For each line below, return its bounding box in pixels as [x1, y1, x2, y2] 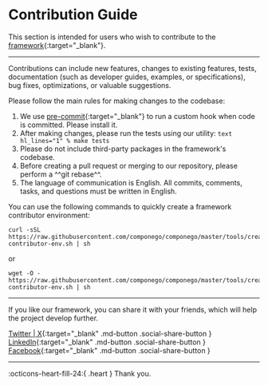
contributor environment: [8, 210, 90, 220]
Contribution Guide [8, 6, 138, 24]
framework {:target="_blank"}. [8, 40, 106, 50]
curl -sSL [8, 225, 41, 233]
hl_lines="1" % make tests [19, 137, 110, 145]
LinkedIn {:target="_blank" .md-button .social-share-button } [8, 337, 206, 347]
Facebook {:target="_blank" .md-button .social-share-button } [8, 345, 211, 355]
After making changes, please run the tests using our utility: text [19, 128, 233, 137]
